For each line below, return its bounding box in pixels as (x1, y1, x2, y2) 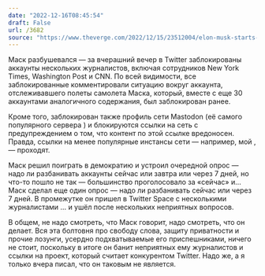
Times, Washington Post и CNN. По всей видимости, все (8, 72, 197, 81)
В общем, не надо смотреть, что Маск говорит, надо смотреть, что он (8, 218, 245, 227)
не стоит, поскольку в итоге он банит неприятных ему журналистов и (8, 243, 244, 252)
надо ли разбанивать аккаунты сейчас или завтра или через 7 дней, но (8, 169, 250, 178)
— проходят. (8, 145, 50, 155)
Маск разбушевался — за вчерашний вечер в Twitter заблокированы (8, 55, 242, 64)
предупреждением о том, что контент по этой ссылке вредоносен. (8, 129, 235, 138)
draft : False (8, 19, 51, 27)
